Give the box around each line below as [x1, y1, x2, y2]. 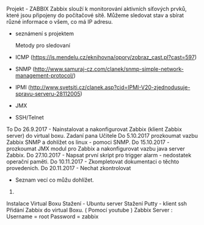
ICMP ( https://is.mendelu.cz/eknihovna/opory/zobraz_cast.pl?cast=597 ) [15, 54, 197, 60]
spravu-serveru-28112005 [15, 90, 81, 97]
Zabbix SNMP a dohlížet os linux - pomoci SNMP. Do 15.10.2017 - [6, 138, 170, 146]
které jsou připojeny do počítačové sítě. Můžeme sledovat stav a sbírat [6, 12, 184, 19]
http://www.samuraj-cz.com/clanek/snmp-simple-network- [34, 65, 184, 73]
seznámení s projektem [15, 30, 75, 37]
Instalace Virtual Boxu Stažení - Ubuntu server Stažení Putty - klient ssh [6, 200, 188, 207]
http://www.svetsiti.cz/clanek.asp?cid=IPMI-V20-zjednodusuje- [29, 84, 191, 91]
